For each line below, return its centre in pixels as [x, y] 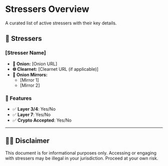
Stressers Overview [47, 9]
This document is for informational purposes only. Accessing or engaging [81, 153]
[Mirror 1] [29, 80]
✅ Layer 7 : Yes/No [31, 114]
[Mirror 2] [30, 85]
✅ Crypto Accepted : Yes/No [42, 120]
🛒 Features [18, 98]
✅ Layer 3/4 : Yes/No [34, 109]
